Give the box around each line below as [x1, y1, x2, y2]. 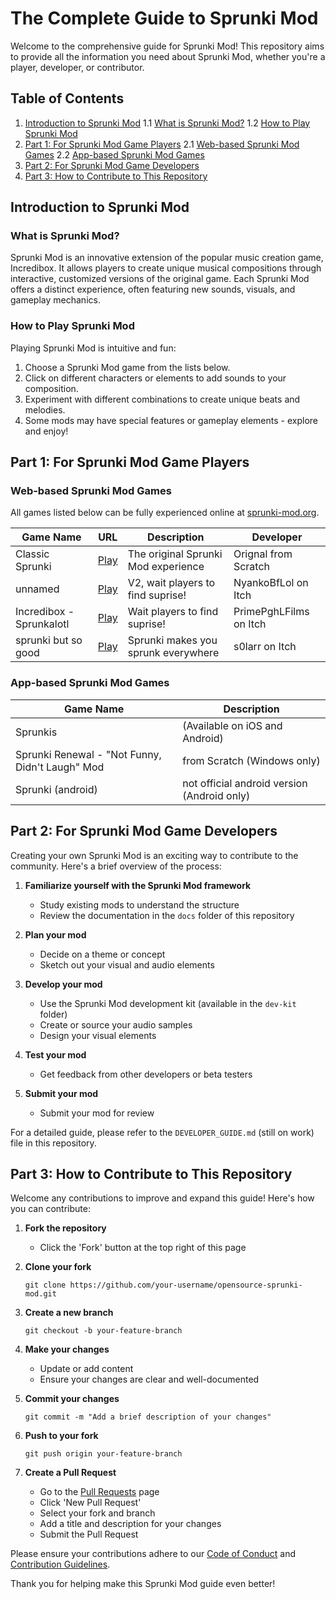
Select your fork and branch [39, 1507, 156, 1519]
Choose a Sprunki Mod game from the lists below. [24, 361, 231, 373]
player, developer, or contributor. [10, 61, 145, 73]
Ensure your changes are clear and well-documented [39, 1373, 260, 1386]
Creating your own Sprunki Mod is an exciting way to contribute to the [10, 849, 299, 861]
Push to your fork [24, 1430, 99, 1442]
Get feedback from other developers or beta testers [39, 1068, 253, 1080]
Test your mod [24, 1048, 87, 1061]
